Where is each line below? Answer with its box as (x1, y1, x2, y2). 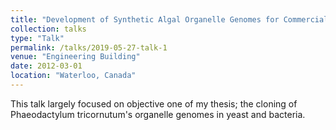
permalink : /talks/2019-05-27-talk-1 (10, 42, 168, 53)
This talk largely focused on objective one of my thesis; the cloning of (10, 97, 298, 110)
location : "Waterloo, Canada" (10, 71, 137, 81)
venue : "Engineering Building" (10, 52, 141, 62)
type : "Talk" (10, 33, 65, 43)
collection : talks (10, 24, 87, 34)
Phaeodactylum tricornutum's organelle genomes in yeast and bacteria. (10, 108, 306, 120)
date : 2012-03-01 (10, 61, 83, 71)
